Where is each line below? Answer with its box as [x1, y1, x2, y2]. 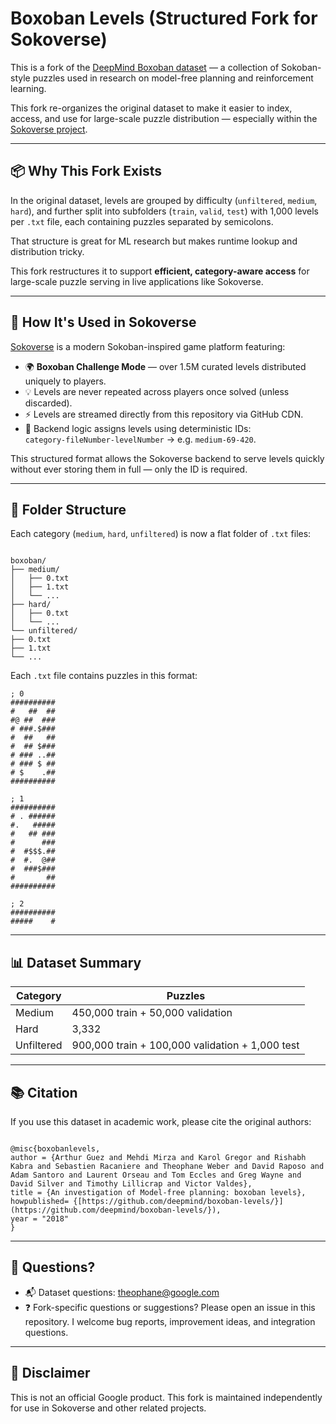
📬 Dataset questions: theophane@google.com [24, 1286, 220, 1298]
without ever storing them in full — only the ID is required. [10, 463, 248, 475]
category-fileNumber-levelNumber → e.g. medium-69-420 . [24, 433, 257, 445]
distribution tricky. [10, 245, 85, 257]
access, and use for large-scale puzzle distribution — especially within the [10, 112, 318, 124]
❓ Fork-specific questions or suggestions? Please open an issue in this [24, 1301, 316, 1313]
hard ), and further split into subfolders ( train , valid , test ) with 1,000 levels [10, 205, 319, 217]
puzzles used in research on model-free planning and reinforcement [32, 72, 314, 84]
